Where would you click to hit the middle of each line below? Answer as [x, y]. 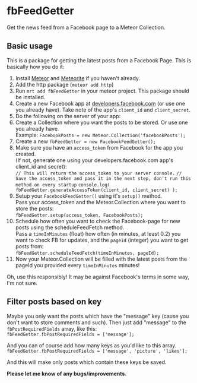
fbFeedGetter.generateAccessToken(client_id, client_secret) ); [96, 190]
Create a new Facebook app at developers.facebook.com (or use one [100, 103]
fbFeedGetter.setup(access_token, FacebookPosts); [79, 215]
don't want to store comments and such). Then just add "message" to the [96, 322]
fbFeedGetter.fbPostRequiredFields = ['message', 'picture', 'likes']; [97, 351]
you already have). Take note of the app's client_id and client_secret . [103, 110]
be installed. [30, 97]
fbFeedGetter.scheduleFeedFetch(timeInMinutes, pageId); [87, 253]
